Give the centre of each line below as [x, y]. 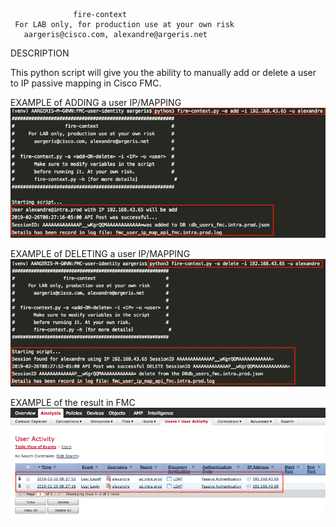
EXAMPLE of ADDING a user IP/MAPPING [96, 102]
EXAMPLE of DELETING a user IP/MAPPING [100, 254]
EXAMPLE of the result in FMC [73, 402]
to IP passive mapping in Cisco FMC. [86, 83]
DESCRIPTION [40, 53]
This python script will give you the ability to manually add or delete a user [163, 72]
